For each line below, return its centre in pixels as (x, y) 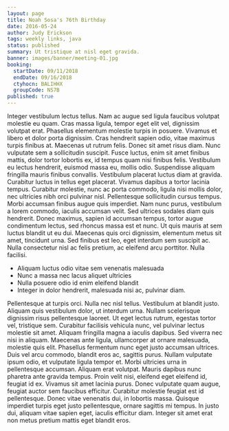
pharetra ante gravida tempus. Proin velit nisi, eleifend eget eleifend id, (107, 376)
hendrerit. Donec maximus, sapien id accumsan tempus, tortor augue (105, 218)
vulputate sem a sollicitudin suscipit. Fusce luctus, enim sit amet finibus (108, 153)
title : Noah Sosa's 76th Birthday (57, 20)
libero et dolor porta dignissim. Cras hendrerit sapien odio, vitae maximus (111, 138)
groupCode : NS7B (36, 90)
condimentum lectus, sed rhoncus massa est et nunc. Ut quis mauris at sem (115, 225)
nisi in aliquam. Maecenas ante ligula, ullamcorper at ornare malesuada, (109, 340)
